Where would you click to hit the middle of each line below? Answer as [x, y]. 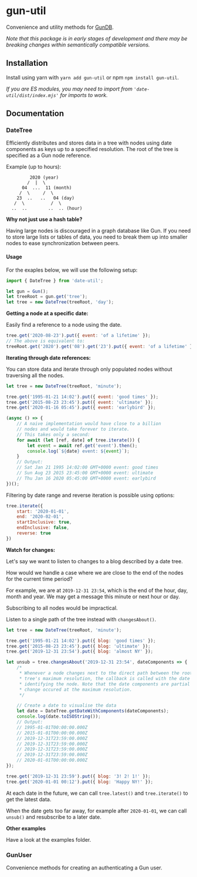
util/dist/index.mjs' [33, 95]
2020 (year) [44, 178]
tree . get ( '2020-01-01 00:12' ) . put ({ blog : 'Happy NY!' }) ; [80, 782]
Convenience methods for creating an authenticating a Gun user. [84, 868]
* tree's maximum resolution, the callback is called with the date [105, 678]
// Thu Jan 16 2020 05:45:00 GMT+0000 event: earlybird [86, 478]
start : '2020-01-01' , [43, 511]
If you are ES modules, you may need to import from [69, 89]
